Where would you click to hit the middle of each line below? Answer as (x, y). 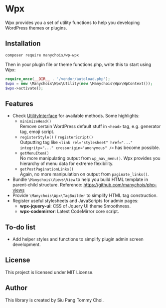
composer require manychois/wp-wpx (42, 55)
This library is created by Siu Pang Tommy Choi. (54, 300)
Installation (23, 44)
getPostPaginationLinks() (47, 169)
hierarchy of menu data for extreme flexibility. (67, 163)
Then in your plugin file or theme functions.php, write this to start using (78, 64)
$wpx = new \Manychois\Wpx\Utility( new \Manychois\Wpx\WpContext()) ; (79, 83)
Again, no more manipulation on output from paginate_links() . (84, 174)
